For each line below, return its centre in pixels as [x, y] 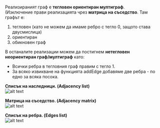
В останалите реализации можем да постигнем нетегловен [68, 52]
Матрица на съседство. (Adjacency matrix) [51, 101]
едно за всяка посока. [35, 77]
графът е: [15, 17]
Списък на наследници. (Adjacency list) [47, 86]
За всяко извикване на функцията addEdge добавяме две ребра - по [84, 72]
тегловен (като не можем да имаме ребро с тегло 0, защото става [81, 27]
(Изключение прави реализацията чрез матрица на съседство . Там [76, 12]
